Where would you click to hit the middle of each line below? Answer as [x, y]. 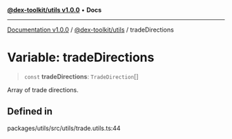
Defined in [30, 112]
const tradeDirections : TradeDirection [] [81, 76]
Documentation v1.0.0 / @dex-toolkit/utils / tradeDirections [90, 30]
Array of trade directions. [43, 89]
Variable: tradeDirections [81, 57]
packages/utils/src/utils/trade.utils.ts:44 [64, 128]
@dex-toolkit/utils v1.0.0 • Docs [55, 10]
